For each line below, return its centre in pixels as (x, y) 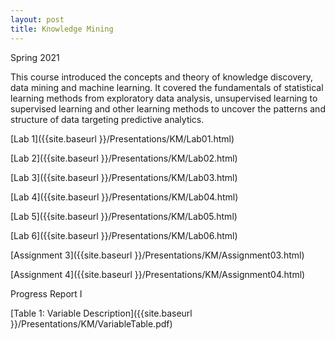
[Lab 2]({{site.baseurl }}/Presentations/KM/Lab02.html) (124, 158)
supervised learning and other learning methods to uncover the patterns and (168, 108)
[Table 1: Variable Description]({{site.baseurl (101, 313)
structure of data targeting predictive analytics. (107, 119)
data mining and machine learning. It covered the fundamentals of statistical (167, 87)
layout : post (37, 19)
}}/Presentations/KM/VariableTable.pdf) (91, 323)
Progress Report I (46, 293)
